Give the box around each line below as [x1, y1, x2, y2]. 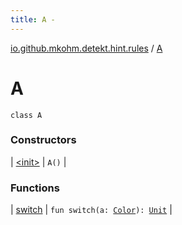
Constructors [10, 133, 77, 147]
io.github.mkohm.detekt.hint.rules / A [10, 42, 163, 54]
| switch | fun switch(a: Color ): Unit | [10, 204, 173, 216]
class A [10, 110, 43, 120]
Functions [10, 181, 60, 195]
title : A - [10, 14, 56, 25]
